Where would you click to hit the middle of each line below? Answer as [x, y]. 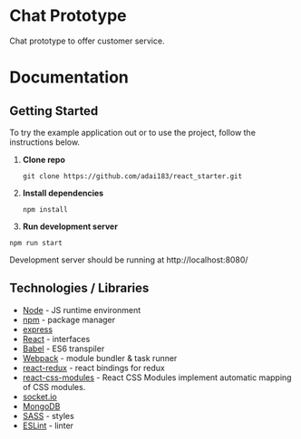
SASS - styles [48, 415]
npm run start [36, 243]
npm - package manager [69, 320]
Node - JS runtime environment [82, 310]
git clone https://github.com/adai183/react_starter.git [132, 176]
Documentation [69, 77]
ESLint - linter [48, 425]
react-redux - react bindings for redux [93, 367]
